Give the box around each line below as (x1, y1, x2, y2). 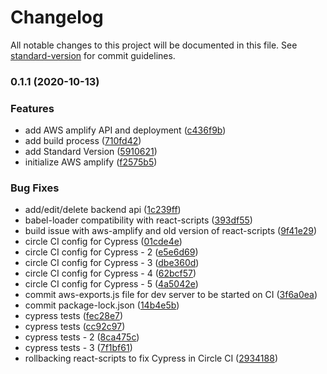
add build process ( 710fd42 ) (24, 135, 142, 147)
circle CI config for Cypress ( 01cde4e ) (24, 236, 183, 248)
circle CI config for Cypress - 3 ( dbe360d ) (24, 257, 200, 269)
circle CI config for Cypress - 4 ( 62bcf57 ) (24, 267, 197, 280)
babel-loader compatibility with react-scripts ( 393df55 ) (24, 214, 253, 226)
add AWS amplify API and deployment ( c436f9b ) (24, 124, 227, 136)
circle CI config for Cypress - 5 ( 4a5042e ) (24, 278, 199, 290)
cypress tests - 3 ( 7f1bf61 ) (24, 342, 133, 354)
